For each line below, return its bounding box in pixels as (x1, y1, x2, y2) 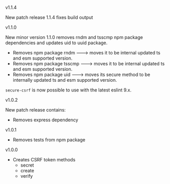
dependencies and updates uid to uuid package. (5, 40, 108, 46)
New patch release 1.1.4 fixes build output (5, 14, 93, 20)
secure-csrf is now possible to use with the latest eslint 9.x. (5, 87, 132, 93)
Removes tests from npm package (12, 137, 86, 143)
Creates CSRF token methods (12, 157, 75, 162)
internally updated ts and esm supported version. (12, 77, 117, 83)
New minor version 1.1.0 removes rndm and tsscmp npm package (5, 34, 143, 40)
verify (20, 173, 33, 179)
